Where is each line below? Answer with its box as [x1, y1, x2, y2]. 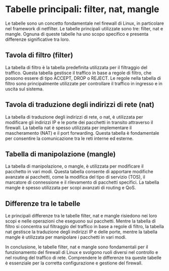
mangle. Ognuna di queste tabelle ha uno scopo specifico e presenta [5, 31, 149, 37]
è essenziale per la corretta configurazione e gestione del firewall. [5, 260, 143, 266]
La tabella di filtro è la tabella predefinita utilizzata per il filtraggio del [5, 64, 148, 70]
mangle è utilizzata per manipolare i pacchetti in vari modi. [5, 234, 127, 240]
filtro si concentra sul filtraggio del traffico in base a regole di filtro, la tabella [5, 224, 164, 230]
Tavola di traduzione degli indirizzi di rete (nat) [5, 100, 155, 109]
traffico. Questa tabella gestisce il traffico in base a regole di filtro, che [5, 70, 152, 76]
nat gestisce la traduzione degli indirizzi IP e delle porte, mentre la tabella [5, 229, 158, 235]
